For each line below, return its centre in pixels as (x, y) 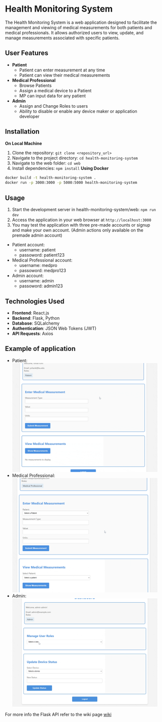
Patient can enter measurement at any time (62, 70)
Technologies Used (35, 301)
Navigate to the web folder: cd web (46, 163)
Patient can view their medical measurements (65, 75)
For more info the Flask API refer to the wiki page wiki (58, 715)
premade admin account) (37, 235)
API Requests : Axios (32, 333)
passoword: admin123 (41, 286)
